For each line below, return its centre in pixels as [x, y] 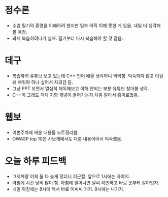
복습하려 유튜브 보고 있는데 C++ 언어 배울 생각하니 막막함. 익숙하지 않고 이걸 [88, 76]
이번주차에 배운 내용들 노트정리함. [45, 132]
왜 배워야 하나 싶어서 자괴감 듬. [42, 82]
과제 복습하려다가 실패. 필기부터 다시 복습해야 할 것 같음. [68, 38]
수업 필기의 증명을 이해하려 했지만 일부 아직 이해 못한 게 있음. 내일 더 [80, 25]
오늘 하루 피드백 [36, 161]
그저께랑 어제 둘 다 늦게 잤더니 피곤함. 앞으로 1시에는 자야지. [71, 176]
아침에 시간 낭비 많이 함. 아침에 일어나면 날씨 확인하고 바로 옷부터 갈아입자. [86, 182]
